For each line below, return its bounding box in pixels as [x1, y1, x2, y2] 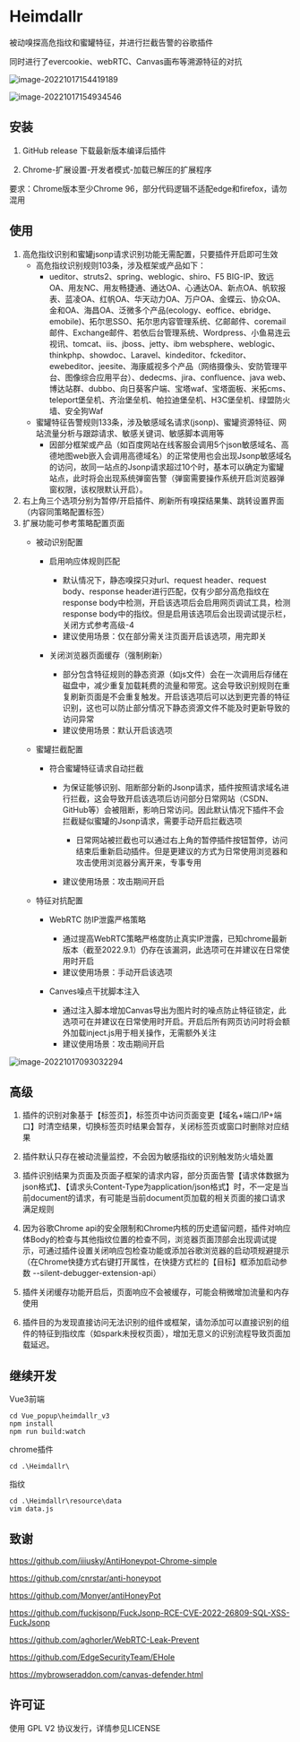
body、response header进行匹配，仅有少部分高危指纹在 [62, 585, 270, 597]
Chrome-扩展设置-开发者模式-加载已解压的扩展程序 [21, 164, 212, 175]
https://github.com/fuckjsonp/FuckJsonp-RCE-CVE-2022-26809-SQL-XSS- [9, 1608, 290, 1618]
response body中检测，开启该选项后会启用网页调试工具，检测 [62, 597, 291, 608]
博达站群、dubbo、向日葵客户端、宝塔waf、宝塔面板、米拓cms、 [48, 383, 291, 393]
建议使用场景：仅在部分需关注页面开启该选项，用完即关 [62, 630, 267, 642]
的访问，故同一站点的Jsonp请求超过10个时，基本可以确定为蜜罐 [48, 461, 285, 472]
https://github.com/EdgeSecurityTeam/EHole [9, 1651, 176, 1662]
